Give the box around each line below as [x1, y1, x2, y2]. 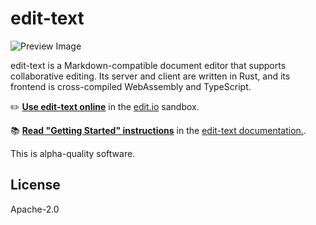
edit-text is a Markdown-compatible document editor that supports [10, 59, 287, 71]
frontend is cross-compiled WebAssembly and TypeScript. [10, 80, 252, 92]
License [10, 177, 61, 194]
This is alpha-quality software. [10, 147, 136, 159]
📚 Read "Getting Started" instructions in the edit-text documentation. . [10, 124, 307, 136]
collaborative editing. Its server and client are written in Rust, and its [10, 70, 291, 82]
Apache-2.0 [10, 203, 60, 215]
